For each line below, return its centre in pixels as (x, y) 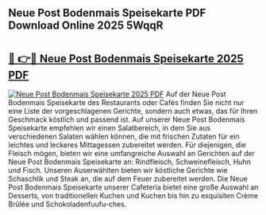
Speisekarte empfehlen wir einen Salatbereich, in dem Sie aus (110, 128)
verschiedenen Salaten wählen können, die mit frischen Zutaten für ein (124, 136)
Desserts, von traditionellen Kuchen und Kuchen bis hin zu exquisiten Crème (133, 195)
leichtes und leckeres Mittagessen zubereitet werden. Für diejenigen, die (127, 145)
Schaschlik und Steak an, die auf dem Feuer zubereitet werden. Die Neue (128, 179)
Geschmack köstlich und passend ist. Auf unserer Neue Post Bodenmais (127, 119)
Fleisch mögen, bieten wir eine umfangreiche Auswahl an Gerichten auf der (132, 153)
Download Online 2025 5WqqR (86, 26)
